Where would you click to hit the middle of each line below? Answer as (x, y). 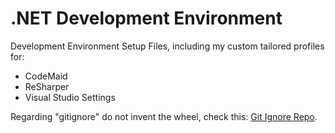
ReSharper (47, 86)
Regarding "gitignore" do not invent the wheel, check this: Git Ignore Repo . (164, 116)
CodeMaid (46, 76)
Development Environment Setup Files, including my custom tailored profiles (167, 46)
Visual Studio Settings (70, 97)
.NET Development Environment (146, 18)
